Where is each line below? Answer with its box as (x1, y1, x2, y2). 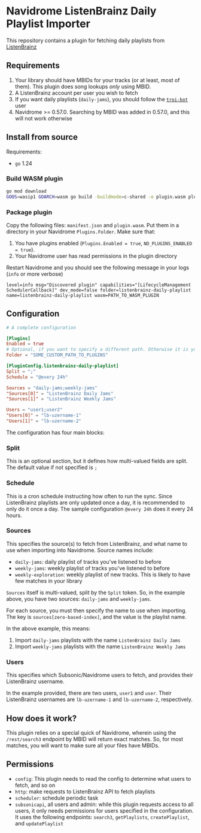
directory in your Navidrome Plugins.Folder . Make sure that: (6, 228, 156, 235)
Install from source (6, 132, 78, 142)
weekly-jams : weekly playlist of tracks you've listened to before (14, 564, 170, 572)
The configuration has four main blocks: (6, 429, 105, 436)
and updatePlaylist (14, 820, 64, 827)
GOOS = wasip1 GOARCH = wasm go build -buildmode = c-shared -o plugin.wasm (6, 194, 186, 200)
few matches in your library (14, 577, 83, 584)
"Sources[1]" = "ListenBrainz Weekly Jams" (6, 396, 117, 402)
